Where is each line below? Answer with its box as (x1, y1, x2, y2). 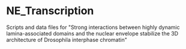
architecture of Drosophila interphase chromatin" (6, 36, 127, 43)
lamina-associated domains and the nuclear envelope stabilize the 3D (6, 30, 179, 37)
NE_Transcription (6, 4, 94, 18)
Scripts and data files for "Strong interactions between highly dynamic (6, 24, 180, 31)
